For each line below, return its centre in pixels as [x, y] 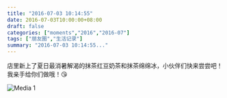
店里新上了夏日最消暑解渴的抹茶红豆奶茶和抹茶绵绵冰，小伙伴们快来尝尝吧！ [115, 65]
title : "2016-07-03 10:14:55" [50, 13]
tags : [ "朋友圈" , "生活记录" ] [45, 39]
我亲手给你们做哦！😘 [37, 74]
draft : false [26, 26]
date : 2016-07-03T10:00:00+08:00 [55, 20]
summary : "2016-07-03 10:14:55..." [58, 45]
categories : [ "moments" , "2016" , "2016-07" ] [68, 33]
